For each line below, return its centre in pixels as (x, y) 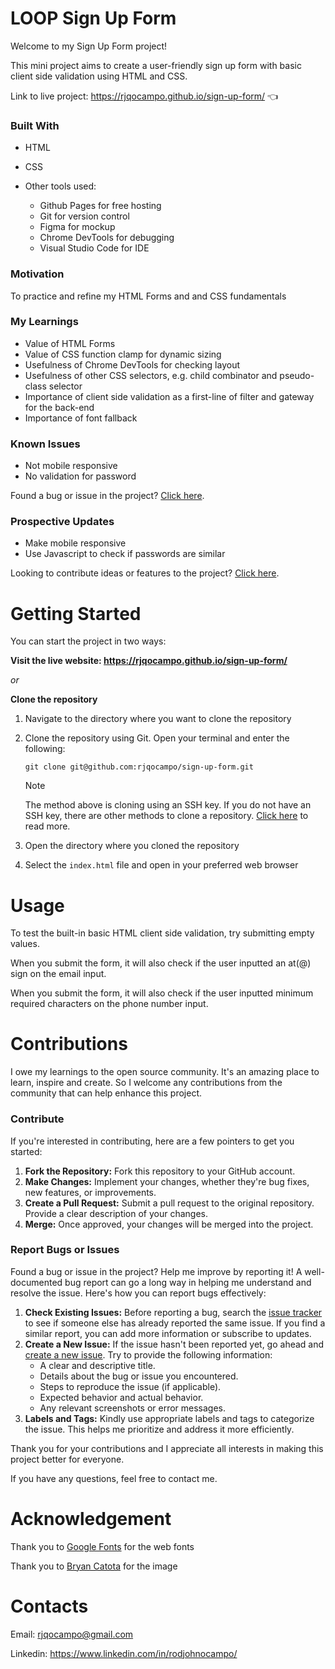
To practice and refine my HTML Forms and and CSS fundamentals (148, 296)
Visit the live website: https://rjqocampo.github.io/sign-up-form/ (149, 661)
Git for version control (84, 216)
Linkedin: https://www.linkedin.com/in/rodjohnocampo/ (124, 1653)
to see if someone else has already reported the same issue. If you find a (175, 1323)
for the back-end (59, 407)
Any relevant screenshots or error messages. (133, 1408)
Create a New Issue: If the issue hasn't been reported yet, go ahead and (174, 1344)
